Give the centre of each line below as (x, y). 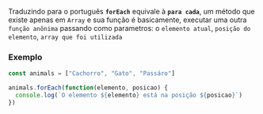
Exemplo (25, 57)
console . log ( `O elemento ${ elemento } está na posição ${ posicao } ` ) (129, 95)
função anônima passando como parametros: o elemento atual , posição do (130, 28)
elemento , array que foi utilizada (65, 36)
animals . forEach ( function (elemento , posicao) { (88, 88)
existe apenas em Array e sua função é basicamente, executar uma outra (128, 20)
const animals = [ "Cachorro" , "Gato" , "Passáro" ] (92, 74)
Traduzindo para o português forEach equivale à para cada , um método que (131, 11)
